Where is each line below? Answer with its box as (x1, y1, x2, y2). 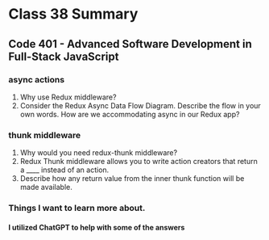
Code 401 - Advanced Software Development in (8, 37, 252, 51)
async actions (8, 74, 65, 85)
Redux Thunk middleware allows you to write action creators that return (19, 157, 258, 166)
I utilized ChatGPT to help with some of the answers (8, 222, 185, 232)
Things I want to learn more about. (8, 203, 146, 214)
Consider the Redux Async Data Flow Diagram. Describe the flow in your (19, 100, 262, 110)
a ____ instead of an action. (19, 165, 110, 175)
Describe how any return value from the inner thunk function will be (19, 174, 245, 183)
